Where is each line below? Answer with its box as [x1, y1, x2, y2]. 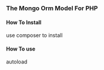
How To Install [6, 19, 42, 26]
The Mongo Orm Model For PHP [6, 4, 98, 12]
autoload [6, 58, 28, 65]
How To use [6, 45, 36, 52]
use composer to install [6, 32, 63, 39]
